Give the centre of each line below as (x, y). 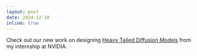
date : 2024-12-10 (28, 17)
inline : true (23, 23)
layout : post (23, 12)
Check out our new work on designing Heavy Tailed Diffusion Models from (99, 40)
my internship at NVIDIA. (37, 46)
